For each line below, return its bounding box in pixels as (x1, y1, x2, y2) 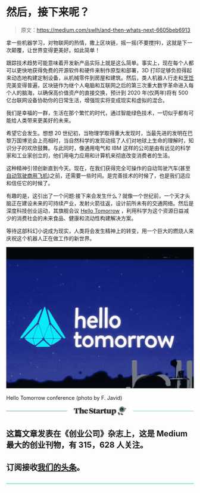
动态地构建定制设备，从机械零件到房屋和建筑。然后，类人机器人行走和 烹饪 (11, 74, 194, 81)
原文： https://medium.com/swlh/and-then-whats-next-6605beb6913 (20, 26, 190, 33)
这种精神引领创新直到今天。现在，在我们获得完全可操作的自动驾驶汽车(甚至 (6, 164, 191, 172)
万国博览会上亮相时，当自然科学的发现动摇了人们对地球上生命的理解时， (11, 137, 189, 144)
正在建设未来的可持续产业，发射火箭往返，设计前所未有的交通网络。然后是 (11, 200, 194, 207)
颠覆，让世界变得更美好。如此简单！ (11, 46, 100, 54)
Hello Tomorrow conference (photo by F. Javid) (6, 394, 123, 401)
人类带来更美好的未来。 (16, 117, 74, 124)
